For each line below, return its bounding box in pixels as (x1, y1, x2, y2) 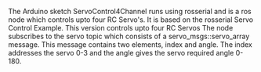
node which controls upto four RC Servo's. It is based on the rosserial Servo (8, 15, 253, 24)
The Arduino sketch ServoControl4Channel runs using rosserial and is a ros (8, 7, 252, 16)
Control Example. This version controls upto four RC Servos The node (8, 23, 234, 32)
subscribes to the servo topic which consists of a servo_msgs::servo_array (8, 31, 250, 41)
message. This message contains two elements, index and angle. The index (8, 40, 252, 49)
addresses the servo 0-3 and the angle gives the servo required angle (8, 49, 234, 57)
